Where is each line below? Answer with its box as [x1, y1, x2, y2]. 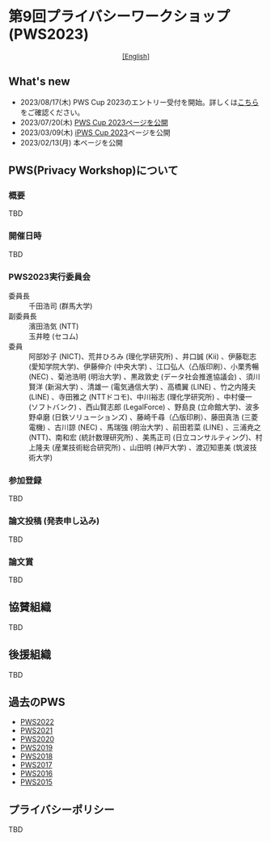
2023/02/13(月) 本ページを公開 [19, 137, 124, 147]
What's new [8, 74, 70, 89]
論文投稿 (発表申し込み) [8, 515, 100, 526]
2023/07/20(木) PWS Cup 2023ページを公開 [19, 117, 168, 127]
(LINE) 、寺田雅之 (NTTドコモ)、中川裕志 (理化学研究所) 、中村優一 [28, 392, 252, 402]
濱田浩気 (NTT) [28, 321, 79, 332]
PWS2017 [19, 760, 53, 770]
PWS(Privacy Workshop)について [8, 163, 179, 178]
